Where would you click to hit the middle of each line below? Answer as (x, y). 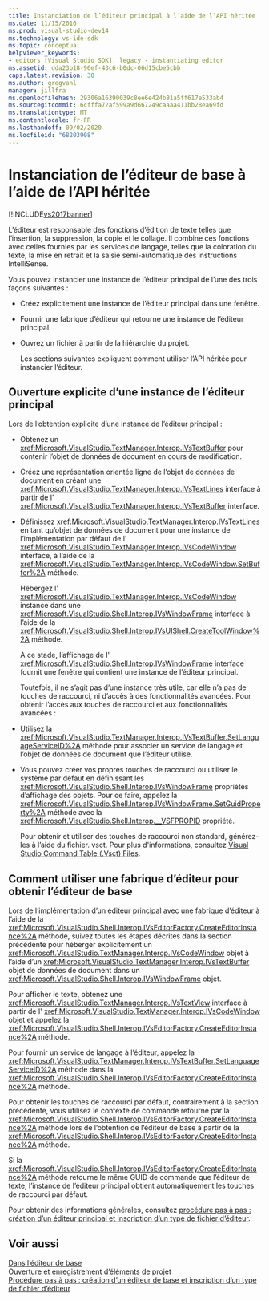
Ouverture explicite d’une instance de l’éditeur (126, 392)
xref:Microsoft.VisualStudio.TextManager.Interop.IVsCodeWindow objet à (129, 953)
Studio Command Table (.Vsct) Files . (80, 853)
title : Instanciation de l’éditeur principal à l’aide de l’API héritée (132, 16)
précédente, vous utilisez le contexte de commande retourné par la (119, 1111)
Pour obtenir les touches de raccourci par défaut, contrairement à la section (133, 1102)
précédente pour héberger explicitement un (80, 945)
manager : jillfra (37, 90)
